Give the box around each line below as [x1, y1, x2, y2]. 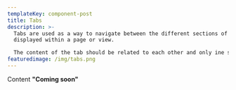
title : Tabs [7, 17, 42, 24]
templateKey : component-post [7, 10, 93, 18]
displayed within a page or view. [13, 37, 114, 44]
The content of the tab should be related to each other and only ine [13, 49, 225, 56]
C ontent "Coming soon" [7, 75, 79, 83]
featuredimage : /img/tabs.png [7, 56, 96, 63]
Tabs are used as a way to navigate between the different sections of [13, 30, 228, 37]
